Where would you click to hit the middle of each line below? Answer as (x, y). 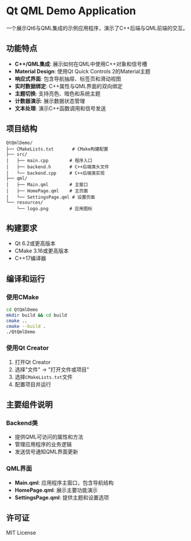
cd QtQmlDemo (22, 310)
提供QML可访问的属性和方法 (49, 437)
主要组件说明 (29, 405)
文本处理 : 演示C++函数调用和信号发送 (60, 108)
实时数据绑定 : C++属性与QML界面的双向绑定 (68, 86)
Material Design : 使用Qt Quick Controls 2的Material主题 (83, 71)
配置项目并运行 (33, 384)
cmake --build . (26, 326)
